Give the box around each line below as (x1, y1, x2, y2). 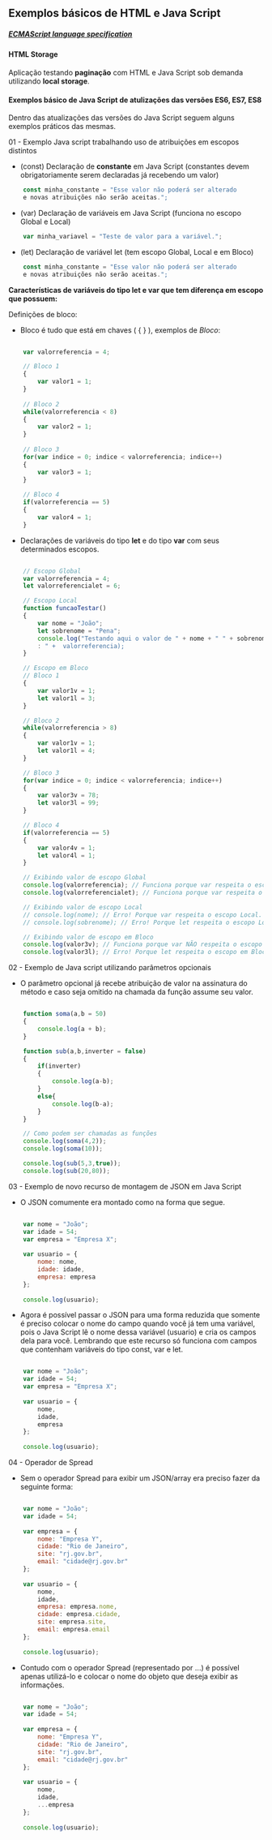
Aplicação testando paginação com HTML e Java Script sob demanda (8, 67, 244, 77)
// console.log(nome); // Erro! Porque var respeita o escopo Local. (23, 910, 263, 919)
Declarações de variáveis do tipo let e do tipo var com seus (19, 535, 220, 545)
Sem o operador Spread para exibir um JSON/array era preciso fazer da (19, 1473, 261, 1483)
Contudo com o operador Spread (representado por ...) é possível (19, 1662, 240, 1672)
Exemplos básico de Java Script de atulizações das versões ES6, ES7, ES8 (8, 95, 262, 105)
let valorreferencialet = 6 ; (23, 582, 121, 591)
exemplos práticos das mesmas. (8, 122, 116, 131)
